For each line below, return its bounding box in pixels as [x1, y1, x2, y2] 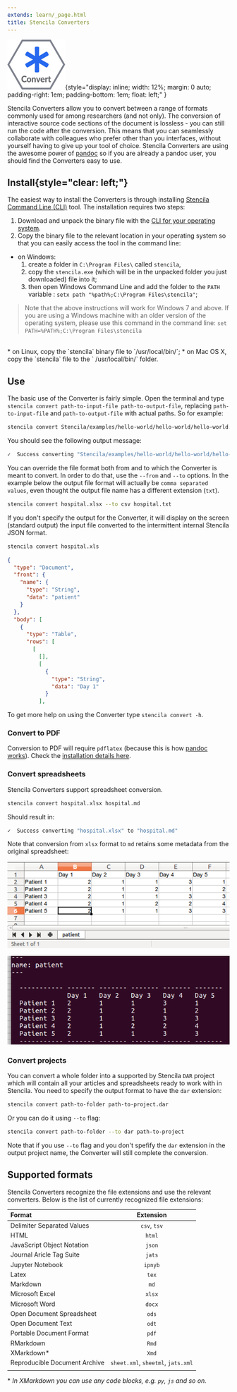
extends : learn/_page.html [7, 11, 87, 18]
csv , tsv [140, 1221, 164, 1230]
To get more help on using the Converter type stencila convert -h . [7, 711, 204, 719]
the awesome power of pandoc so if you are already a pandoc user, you [7, 149, 217, 157]
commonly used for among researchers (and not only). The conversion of [7, 111, 221, 120]
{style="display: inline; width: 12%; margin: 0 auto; [65, 83, 212, 91]
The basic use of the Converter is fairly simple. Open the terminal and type [7, 394, 224, 403]
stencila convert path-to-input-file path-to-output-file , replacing [7, 402, 212, 410]
